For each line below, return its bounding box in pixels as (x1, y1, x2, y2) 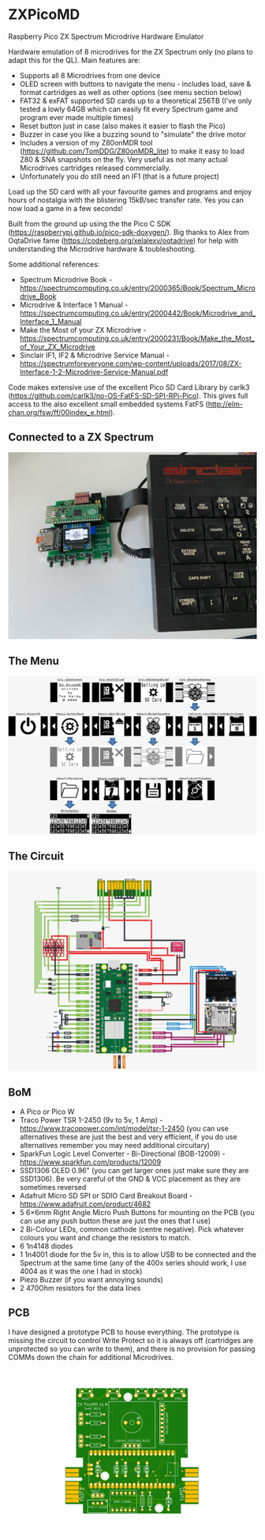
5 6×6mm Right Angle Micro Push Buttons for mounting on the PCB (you (19, 1207, 255, 1217)
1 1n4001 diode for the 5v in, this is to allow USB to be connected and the (19, 1249, 256, 1259)
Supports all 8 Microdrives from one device (19, 70, 161, 80)
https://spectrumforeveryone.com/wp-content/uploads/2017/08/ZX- (19, 358, 242, 368)
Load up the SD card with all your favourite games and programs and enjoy (8, 187, 252, 196)
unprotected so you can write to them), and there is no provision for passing (8, 1344, 256, 1353)
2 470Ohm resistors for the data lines (19, 1283, 141, 1293)
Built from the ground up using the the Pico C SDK (8, 219, 171, 228)
